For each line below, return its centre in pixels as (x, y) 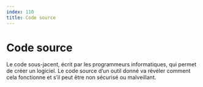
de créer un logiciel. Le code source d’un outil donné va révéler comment (98, 71)
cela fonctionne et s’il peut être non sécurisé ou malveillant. (81, 77)
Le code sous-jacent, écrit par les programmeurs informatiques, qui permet (102, 64)
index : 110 (20, 12)
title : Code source (31, 18)
